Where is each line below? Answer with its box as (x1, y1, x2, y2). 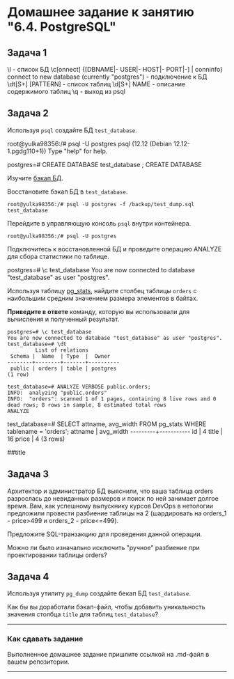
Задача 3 (7, 468, 49, 481)
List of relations (35, 346, 89, 354)
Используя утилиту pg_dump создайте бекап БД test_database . (7, 589, 192, 598)
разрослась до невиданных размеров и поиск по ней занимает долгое (7, 494, 219, 502)
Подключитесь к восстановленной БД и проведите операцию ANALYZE (7, 244, 222, 253)
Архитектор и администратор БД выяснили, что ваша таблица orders (7, 487, 214, 495)
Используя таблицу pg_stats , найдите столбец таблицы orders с (7, 286, 197, 295)
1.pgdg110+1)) (7, 147, 47, 155)
